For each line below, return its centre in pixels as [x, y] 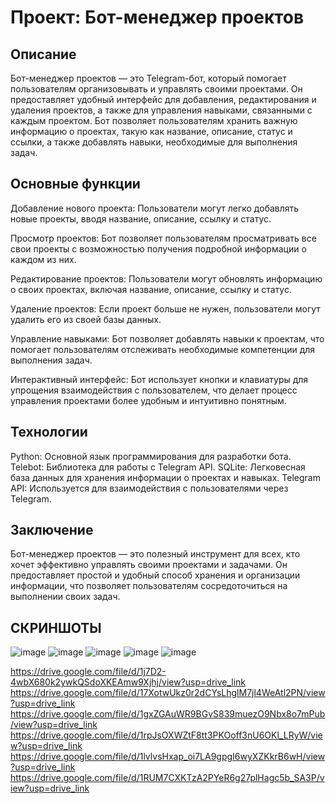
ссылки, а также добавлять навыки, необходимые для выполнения [154, 142]
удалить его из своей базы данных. [86, 319]
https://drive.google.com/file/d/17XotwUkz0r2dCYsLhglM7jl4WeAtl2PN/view [168, 693]
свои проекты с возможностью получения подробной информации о [158, 248]
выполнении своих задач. [65, 597]
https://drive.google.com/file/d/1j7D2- [88, 672]
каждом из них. [43, 259]
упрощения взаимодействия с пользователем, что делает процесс [154, 390]
